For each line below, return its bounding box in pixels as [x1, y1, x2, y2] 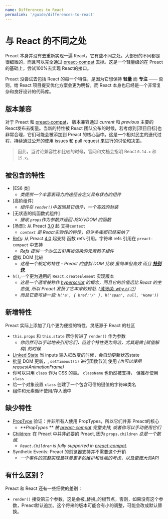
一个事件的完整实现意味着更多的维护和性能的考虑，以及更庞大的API [20, 455, 159, 461]
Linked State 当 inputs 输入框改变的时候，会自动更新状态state [12, 352, 140, 358]
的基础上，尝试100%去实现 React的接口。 [5, 65, 92, 71]
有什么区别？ [5, 471, 45, 480]
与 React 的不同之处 [5, 35, 87, 47]
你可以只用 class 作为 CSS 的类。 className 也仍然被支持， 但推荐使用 [12, 370, 158, 376]
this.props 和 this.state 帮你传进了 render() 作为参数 [12, 333, 126, 339]
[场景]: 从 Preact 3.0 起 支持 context [12, 223, 86, 229]
